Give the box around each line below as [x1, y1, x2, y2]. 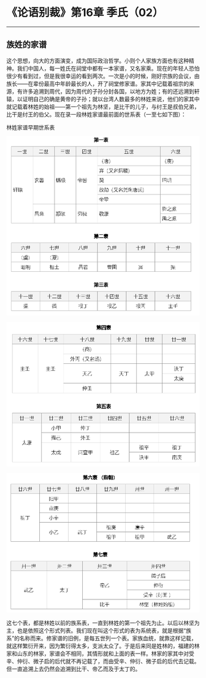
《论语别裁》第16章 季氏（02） [6, 6, 164, 20]
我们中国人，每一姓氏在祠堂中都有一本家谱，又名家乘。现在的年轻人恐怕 [17, 64, 200, 72]
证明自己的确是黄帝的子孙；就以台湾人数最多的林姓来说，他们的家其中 [22, 95, 200, 102]
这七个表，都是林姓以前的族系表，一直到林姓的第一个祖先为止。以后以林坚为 [6, 619, 200, 626]
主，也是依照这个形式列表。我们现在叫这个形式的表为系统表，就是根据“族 [6, 627, 192, 634]
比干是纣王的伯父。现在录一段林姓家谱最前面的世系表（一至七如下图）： [6, 110, 186, 118]
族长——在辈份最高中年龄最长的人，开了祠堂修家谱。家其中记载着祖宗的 [6, 80, 189, 87]
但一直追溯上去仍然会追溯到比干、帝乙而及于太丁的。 [6, 665, 141, 672]
